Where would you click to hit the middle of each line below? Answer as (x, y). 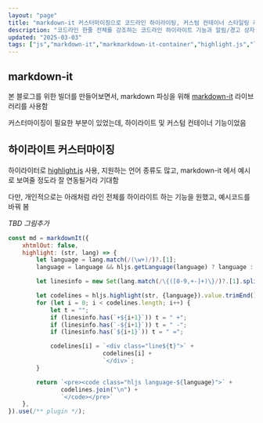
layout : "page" (33, 15)
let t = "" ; (69, 310)
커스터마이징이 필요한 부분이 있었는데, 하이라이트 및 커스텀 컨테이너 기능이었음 (127, 122)
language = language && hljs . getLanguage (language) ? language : (145, 268)
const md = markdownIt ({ (49, 238)
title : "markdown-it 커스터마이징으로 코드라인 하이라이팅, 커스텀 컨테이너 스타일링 (129, 23)
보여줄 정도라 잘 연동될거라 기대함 (67, 180)
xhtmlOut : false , (50, 245)
